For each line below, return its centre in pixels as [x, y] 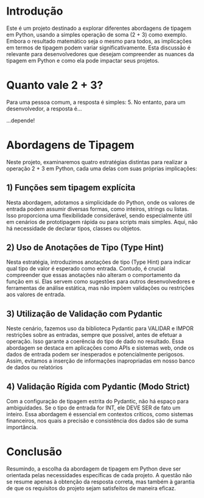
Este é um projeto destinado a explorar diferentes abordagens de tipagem [99, 28]
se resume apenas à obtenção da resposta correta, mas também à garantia [100, 482]
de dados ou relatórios [34, 367]
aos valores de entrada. [36, 295]
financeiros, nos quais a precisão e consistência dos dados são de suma [97, 421]
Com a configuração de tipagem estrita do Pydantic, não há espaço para [97, 402]
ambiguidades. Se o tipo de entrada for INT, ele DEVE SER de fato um [93, 408]
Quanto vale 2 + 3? [55, 85]
